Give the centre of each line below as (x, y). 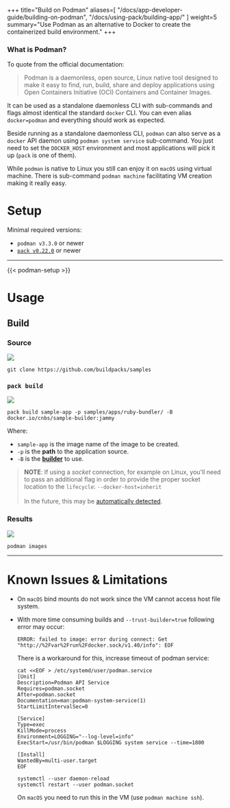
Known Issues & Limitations (87, 580)
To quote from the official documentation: (66, 64)
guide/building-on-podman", (47, 17)
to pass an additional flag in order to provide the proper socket (112, 479)
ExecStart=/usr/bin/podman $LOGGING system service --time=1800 (111, 742)
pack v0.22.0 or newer (49, 250)
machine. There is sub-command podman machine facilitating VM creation (110, 176)
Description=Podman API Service (63, 682)
